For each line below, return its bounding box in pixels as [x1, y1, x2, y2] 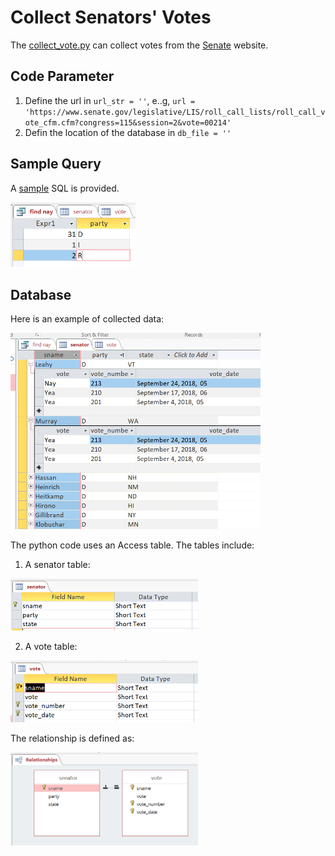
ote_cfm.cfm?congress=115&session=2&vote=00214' [24, 117, 232, 128]
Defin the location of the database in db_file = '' [24, 126, 232, 138]
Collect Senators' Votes [10, 6, 212, 29]
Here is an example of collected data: [10, 312, 165, 325]
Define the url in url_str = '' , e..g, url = [24, 94, 196, 106]
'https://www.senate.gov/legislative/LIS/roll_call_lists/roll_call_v [24, 107, 326, 117]
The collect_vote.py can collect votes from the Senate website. [10, 39, 269, 51]
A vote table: [24, 640, 78, 652]
